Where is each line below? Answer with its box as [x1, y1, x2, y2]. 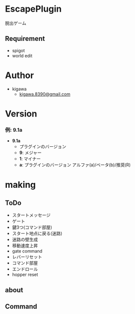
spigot [12, 47, 25, 53]
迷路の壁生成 [12, 236, 38, 242]
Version [5, 108, 37, 119]
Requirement [5, 35, 45, 43]
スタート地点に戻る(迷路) [12, 231, 63, 236]
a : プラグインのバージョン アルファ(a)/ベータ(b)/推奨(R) [19, 162, 131, 168]
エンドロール [12, 266, 38, 272]
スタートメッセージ [12, 212, 51, 218]
